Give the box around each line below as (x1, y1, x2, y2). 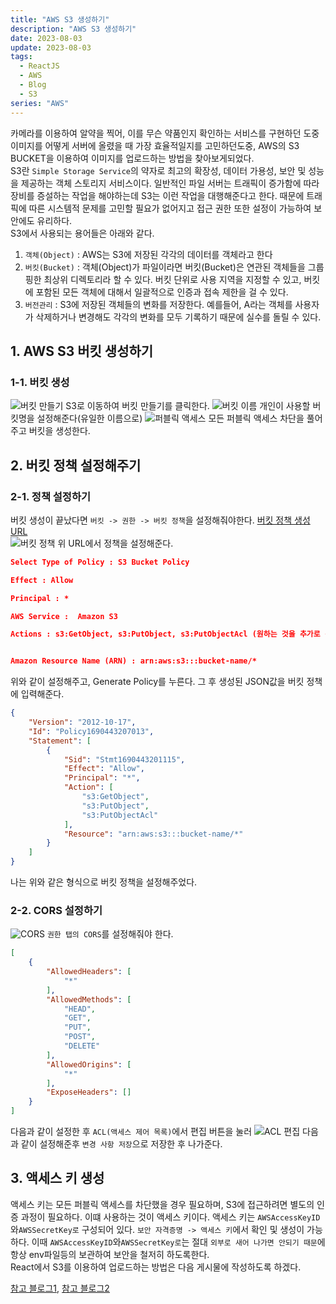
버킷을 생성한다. (28, 425, 91, 437)
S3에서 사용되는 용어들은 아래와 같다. (10, 227, 155, 239)
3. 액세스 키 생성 (10, 1170, 105, 1187)
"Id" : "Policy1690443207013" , (28, 726, 155, 736)
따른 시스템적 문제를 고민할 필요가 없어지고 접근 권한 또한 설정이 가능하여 (28, 202, 312, 214)
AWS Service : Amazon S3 (10, 611, 118, 621)
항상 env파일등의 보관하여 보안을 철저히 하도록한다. (10, 1248, 210, 1260)
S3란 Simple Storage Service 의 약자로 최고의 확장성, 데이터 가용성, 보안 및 (10, 164, 307, 176)
